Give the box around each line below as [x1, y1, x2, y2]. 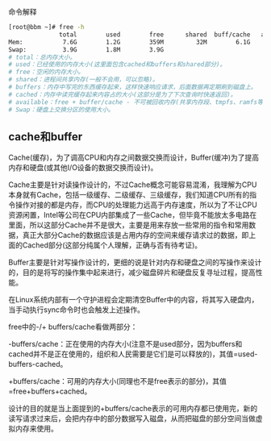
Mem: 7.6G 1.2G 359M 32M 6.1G [8, 38, 251, 46]
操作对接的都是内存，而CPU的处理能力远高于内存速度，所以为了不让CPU [15, 200, 258, 210]
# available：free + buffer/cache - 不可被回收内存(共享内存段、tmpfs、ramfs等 [8, 98, 264, 106]
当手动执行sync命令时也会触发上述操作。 [8, 305, 145, 314]
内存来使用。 [15, 424, 58, 434]
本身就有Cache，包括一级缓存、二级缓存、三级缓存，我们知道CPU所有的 [8, 190, 250, 200]
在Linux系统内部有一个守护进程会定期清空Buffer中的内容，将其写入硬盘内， [8, 295, 259, 305]
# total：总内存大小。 [8, 53, 77, 61]
